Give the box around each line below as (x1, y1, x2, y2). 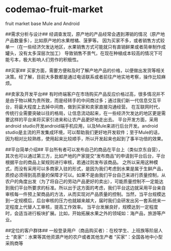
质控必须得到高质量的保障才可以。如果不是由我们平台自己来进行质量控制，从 (5, 172, 166, 178)
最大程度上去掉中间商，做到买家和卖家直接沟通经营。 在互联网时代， (18, 104, 163, 110)
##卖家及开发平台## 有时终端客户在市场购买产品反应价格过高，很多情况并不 (5, 91, 165, 97)
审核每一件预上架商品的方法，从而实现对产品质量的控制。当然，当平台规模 (5, 191, 161, 197)
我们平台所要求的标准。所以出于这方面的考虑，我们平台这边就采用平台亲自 (9, 185, 166, 191)
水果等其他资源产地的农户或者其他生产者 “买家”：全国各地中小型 (28, 234, 163, 240)
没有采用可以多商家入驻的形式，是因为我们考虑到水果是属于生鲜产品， (18, 165, 166, 171)
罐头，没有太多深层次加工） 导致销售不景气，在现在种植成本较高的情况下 (5, 50, 158, 56)
